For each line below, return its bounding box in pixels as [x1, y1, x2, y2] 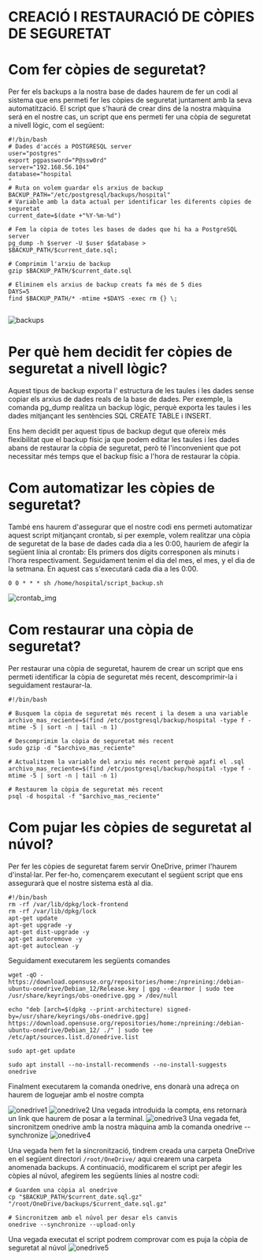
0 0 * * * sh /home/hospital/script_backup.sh [8, 579, 164, 587]
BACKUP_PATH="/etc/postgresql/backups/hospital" [8, 191, 171, 199]
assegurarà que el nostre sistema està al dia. [8, 878, 154, 887]
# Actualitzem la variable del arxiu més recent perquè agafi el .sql [8, 758, 245, 766]
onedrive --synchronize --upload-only [8, 1221, 135, 1228]
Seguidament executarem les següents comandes [8, 955, 171, 965]
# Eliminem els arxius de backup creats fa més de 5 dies [8, 281, 202, 289]
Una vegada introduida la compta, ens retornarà [91, 1105, 247, 1115]
